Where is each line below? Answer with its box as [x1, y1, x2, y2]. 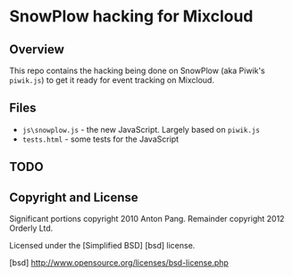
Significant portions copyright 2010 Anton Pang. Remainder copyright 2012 [9, 214, 285, 224]
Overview [9, 42, 65, 57]
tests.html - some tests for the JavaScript [21, 134, 180, 144]
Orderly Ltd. [9, 223, 54, 233]
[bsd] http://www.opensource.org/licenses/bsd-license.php [9, 257, 230, 268]
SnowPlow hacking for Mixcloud [9, 6, 254, 27]
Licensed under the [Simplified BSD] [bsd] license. [9, 240, 196, 251]
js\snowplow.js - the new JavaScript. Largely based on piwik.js [21, 124, 261, 134]
